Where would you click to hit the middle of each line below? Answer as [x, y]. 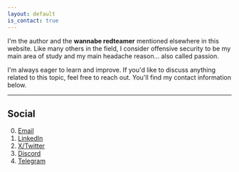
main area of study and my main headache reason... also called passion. [113, 56]
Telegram [32, 161]
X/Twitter [31, 146]
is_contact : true [33, 21]
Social [21, 113]
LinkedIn [30, 139]
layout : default [31, 14]
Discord [29, 154]
